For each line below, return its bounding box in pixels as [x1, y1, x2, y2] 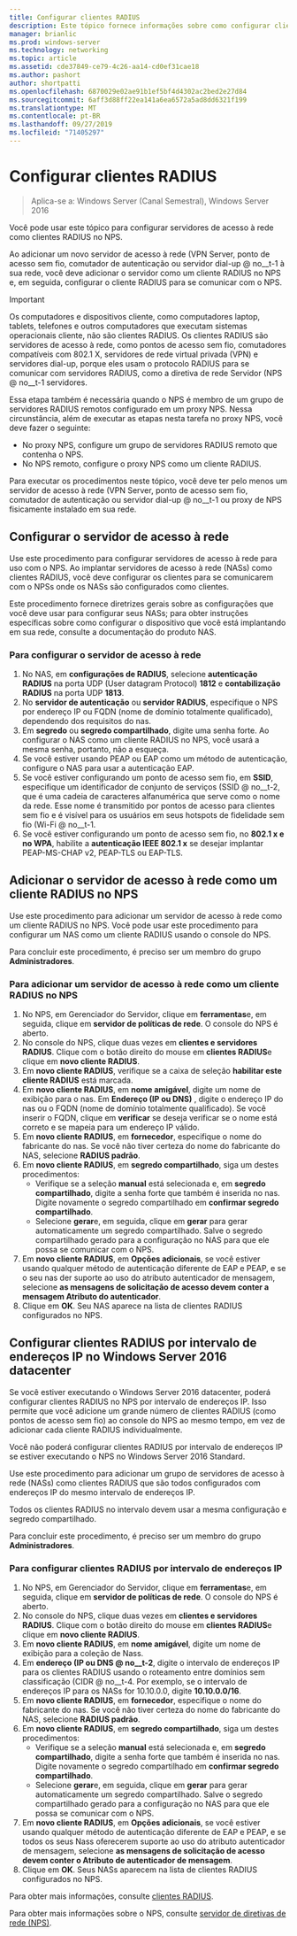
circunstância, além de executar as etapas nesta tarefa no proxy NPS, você [9, 413, 283, 423]
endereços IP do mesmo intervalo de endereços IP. [9, 1486, 196, 1497]
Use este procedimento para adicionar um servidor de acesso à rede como [9, 910, 283, 921]
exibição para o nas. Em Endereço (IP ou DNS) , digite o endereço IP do [21, 1094, 284, 1105]
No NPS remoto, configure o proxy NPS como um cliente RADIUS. [21, 458, 263, 469]
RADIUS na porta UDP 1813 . [21, 687, 125, 698]
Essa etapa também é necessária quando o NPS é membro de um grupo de [9, 394, 285, 405]
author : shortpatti [9, 79, 81, 88]
